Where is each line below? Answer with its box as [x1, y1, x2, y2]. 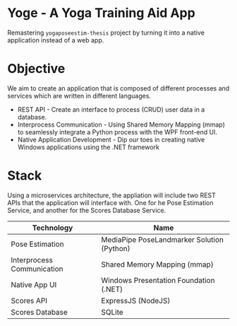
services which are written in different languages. [7, 91, 152, 100]
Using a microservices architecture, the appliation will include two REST [7, 191, 217, 199]
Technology [32, 223, 73, 233]
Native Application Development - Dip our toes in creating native [17, 135, 205, 144]
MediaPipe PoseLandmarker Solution [101, 235, 224, 245]
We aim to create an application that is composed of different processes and [7, 83, 230, 93]
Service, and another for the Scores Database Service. [7, 206, 166, 214]
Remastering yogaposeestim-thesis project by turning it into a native [7, 28, 205, 37]
